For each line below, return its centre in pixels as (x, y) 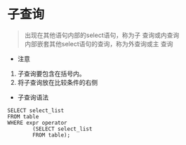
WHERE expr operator (38, 123)
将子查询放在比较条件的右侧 (58, 82)
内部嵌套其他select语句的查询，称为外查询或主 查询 (99, 43)
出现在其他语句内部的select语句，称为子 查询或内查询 (102, 35)
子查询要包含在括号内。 (51, 74)
